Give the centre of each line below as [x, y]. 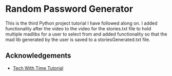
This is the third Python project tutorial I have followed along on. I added [81, 23]
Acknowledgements [38, 56]
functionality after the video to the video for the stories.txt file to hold [78, 28]
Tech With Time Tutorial [38, 68]
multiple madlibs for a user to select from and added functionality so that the [86, 34]
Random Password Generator [69, 9]
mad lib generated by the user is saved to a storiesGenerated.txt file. [78, 40]
